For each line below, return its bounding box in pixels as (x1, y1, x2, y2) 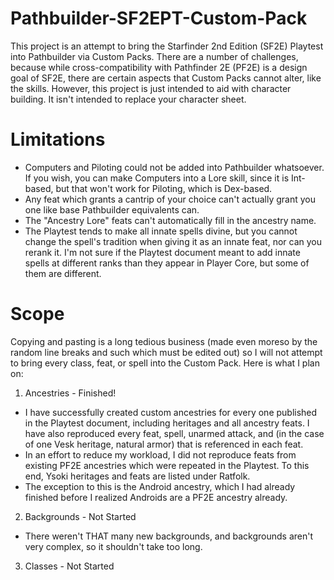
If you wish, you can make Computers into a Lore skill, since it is (24, 172, 290, 184)
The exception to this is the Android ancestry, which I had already (24, 480, 296, 492)
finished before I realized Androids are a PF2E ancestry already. (24, 491, 288, 503)
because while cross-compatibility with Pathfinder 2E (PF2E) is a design (10, 61, 308, 73)
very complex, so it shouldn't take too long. (24, 540, 203, 552)
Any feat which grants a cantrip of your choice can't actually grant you (24, 193, 316, 205)
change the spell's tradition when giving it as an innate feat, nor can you (24, 235, 322, 247)
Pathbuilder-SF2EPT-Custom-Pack (10, 7, 308, 30)
